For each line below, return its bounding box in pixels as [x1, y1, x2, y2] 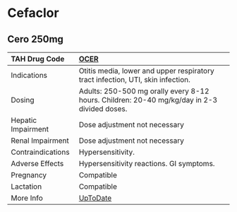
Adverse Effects [11, 159, 64, 168]
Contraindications [11, 147, 70, 157]
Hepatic [11, 115, 37, 125]
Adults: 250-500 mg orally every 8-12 [78, 86, 209, 96]
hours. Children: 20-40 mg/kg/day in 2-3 [78, 95, 217, 105]
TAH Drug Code [11, 54, 65, 64]
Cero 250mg [7, 33, 63, 45]
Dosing [11, 95, 35, 105]
